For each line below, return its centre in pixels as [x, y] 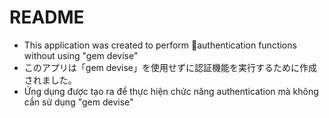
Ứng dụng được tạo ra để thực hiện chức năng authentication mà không [171, 91]
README [47, 17]
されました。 [50, 80]
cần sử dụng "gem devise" [78, 102]
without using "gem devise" [81, 55]
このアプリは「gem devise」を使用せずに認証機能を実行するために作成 [170, 67]
